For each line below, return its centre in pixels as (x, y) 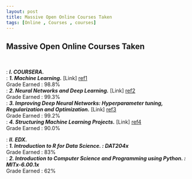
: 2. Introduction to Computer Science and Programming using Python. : (96, 158)
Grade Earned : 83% (31, 152)
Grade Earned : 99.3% (33, 97)
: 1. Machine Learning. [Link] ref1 (47, 78)
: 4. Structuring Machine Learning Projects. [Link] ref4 (74, 122)
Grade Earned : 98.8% (33, 84)
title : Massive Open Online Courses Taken (59, 17)
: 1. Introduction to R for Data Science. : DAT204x (67, 146)
